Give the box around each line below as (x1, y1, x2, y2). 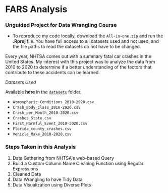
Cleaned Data (12, 171, 41, 177)
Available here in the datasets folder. (5, 89, 82, 95)
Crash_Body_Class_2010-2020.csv (12, 105, 81, 110)
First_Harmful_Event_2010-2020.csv (12, 121, 88, 126)
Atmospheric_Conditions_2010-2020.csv (12, 100, 94, 105)
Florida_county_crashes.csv (12, 126, 72, 132)
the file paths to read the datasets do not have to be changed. (12, 44, 141, 50)
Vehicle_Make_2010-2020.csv (12, 132, 72, 137)
